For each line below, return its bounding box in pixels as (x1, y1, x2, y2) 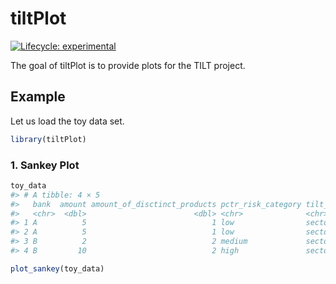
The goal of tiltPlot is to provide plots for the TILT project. (10, 59, 246, 71)
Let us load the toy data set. (10, 115, 125, 127)
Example (10, 88, 66, 106)
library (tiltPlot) (10, 134, 87, 144)
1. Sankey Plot (10, 158, 80, 172)
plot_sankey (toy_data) (10, 263, 105, 274)
